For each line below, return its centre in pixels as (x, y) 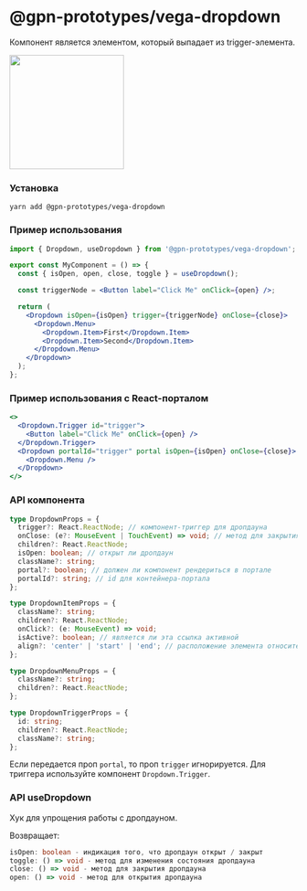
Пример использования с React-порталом (109, 398)
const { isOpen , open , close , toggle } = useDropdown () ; (128, 274)
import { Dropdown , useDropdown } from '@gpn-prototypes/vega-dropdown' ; (153, 249)
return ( (34, 307)
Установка (34, 187)
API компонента (47, 500)
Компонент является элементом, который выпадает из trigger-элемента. (152, 42)
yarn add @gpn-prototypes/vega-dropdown (88, 207)
